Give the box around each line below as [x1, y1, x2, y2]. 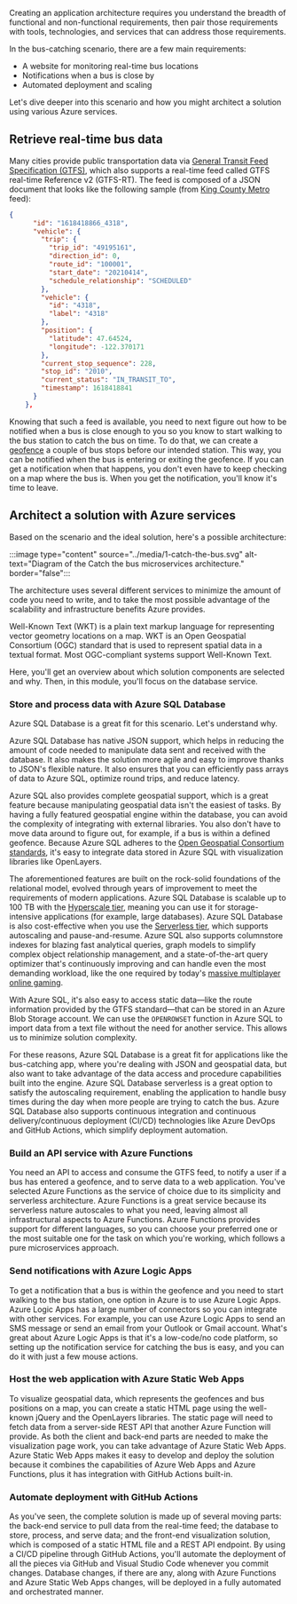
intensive [9, 911, 43, 921]
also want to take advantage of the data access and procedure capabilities [9, 1068, 282, 1079]
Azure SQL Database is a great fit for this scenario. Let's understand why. [9, 718, 277, 729]
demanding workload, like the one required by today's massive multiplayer [9, 968, 281, 978]
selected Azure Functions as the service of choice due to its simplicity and [9, 1186, 281, 1197]
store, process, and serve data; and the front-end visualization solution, [9, 1530, 270, 1541]
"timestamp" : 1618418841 [41, 383, 133, 393]
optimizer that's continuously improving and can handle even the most [9, 958, 267, 968]
